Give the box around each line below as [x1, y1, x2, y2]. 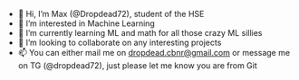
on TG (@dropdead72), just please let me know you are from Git [17, 60, 257, 71]
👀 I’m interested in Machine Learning [17, 18, 156, 29]
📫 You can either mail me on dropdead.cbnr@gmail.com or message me [17, 48, 291, 58]
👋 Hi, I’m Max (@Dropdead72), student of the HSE [17, 9, 205, 19]
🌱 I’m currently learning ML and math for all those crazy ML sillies [17, 28, 263, 38]
